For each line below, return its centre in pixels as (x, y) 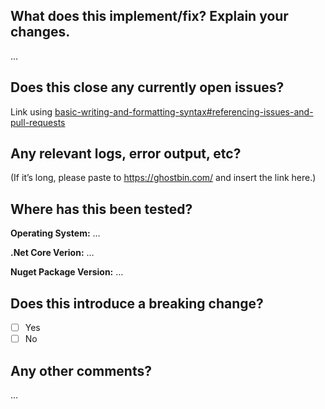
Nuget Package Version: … (67, 272)
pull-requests (38, 122)
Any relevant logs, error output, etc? (126, 154)
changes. (40, 32)
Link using (31, 111)
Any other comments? (81, 370)
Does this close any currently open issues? (147, 87)
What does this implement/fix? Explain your (149, 16)
